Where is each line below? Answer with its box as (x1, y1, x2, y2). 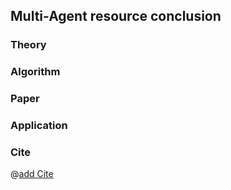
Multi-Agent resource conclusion (10, 8, 222, 25)
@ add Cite (10, 168, 54, 180)
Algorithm (10, 65, 61, 79)
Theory (10, 38, 47, 52)
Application (10, 119, 68, 133)
